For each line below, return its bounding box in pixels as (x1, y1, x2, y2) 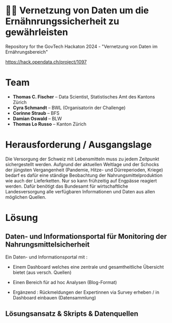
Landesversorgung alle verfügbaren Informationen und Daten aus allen (5, 188, 155, 194)
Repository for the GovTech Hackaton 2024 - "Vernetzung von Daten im (5, 43, 158, 49)
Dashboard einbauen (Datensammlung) (12, 294, 97, 300)
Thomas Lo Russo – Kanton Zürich (12, 120, 87, 127)
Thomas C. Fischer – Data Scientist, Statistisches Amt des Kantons (12, 93, 155, 99)
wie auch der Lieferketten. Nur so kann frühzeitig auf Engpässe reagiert (5, 177, 157, 184)
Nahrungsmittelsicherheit (5, 240, 90, 249)
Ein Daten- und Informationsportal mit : (5, 254, 88, 260)
